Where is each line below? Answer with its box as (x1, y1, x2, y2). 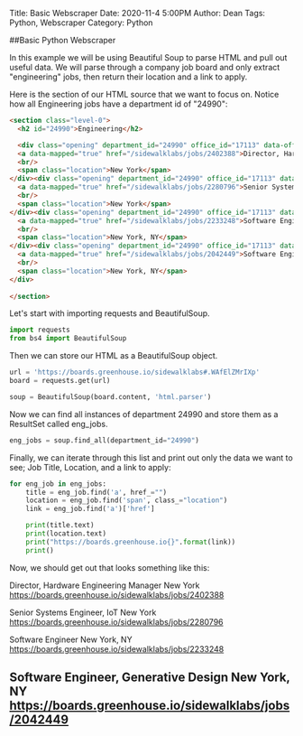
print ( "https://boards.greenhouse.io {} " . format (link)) (25, 537, 236, 546)
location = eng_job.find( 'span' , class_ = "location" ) (25, 496, 228, 505)
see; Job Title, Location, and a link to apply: (9, 461, 171, 472)
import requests (9, 325, 70, 335)
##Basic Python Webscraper (9, 35, 116, 45)
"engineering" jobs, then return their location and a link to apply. (9, 71, 248, 82)
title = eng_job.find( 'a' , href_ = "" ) (25, 488, 168, 497)
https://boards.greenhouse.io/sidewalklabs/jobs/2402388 (9, 589, 225, 600)
